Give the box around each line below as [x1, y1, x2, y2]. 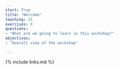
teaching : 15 [5, 17, 33, 22]
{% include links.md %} [5, 59, 55, 65]
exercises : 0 [5, 21, 33, 27]
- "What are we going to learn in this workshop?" [5, 31, 114, 36]
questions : [5, 26, 28, 31]
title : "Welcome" [5, 12, 42, 17]
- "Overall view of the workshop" [5, 41, 78, 46]
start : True [5, 7, 30, 13]
